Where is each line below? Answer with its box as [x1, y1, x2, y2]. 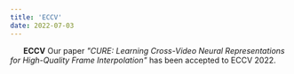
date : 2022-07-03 [10, 21, 75, 30]
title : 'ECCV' [10, 12, 63, 22]
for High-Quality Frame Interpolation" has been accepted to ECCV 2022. [10, 55, 276, 65]
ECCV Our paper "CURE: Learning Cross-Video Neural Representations [22, 45, 285, 55]
